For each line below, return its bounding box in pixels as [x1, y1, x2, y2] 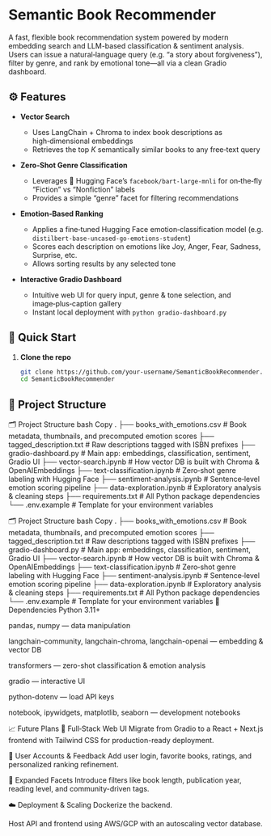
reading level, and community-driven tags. [8, 784, 150, 794]
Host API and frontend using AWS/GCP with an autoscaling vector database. [8, 819, 263, 829]
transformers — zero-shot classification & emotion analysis [8, 661, 206, 670]
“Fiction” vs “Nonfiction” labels [32, 184, 136, 194]
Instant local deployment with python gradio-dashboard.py [32, 307, 227, 317]
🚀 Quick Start [8, 331, 77, 344]
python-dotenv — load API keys [8, 692, 115, 702]
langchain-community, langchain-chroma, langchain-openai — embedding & [8, 636, 264, 646]
